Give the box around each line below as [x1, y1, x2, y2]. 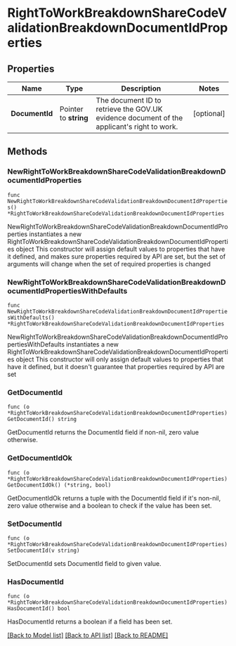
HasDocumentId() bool [7, 605, 71, 612]
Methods [7, 146, 48, 157]
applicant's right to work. [96, 122, 178, 131]
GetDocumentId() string [7, 416, 77, 423]
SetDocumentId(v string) [7, 547, 80, 554]
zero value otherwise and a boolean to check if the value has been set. [7, 501, 212, 510]
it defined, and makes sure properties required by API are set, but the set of [7, 252, 226, 261]
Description [121, 84, 162, 93]
